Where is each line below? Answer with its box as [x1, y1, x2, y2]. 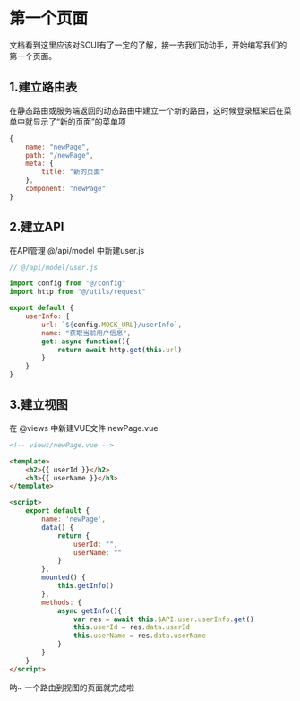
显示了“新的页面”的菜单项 [32, 116, 127, 126]
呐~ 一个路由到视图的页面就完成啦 [9, 682, 135, 693]
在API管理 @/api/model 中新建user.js [9, 245, 145, 255]
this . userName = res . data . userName [73, 631, 206, 641]
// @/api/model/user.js [9, 263, 99, 272]
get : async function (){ [41, 337, 130, 346]
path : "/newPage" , [25, 151, 94, 160]
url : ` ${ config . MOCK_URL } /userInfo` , [41, 320, 182, 329]
